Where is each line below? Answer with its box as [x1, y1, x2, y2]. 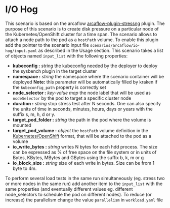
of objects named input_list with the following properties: [5, 52, 128, 59]
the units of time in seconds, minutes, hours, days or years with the [12, 106, 153, 112]
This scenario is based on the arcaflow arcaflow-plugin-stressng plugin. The [5, 20, 165, 26]
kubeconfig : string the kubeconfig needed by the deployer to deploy [12, 63, 158, 69]
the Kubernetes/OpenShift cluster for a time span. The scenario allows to [5, 31, 157, 37]
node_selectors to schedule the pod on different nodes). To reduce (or [5, 191, 152, 197]
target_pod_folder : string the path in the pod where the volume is [12, 116, 151, 123]
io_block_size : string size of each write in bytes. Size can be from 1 [12, 160, 155, 166]
